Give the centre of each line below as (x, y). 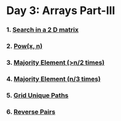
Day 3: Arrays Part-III (61, 11)
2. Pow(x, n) (24, 46)
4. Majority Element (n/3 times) (53, 79)
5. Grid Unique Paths (38, 95)
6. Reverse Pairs (31, 112)
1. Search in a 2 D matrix (42, 30)
